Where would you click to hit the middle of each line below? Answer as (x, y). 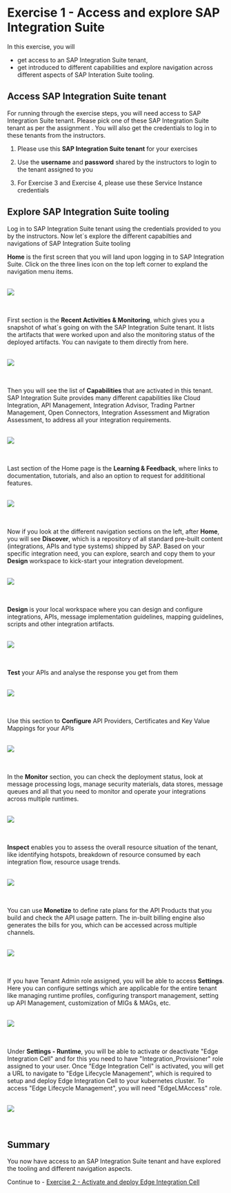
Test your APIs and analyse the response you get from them (92, 672)
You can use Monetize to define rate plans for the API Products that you (110, 910)
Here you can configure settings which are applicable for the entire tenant (112, 988)
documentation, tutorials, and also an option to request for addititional (106, 475)
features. (20, 483)
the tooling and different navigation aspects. (70, 1169)
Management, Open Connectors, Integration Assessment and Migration (109, 412)
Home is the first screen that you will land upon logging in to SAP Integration (116, 257)
